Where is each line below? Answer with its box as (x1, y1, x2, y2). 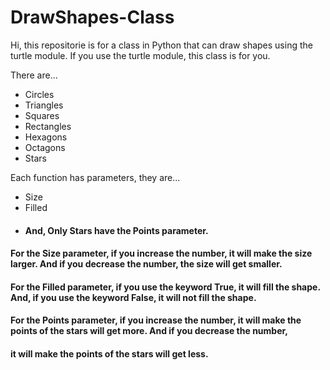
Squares (24, 109, 60, 121)
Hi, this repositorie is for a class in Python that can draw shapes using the (10, 39, 313, 51)
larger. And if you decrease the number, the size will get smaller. (10, 258, 283, 270)
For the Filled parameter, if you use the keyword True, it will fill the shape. (10, 281, 321, 293)
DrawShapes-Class (10, 6, 175, 29)
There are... (10, 69, 58, 81)
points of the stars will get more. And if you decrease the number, (10, 325, 289, 337)
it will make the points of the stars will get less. (10, 347, 209, 360)
